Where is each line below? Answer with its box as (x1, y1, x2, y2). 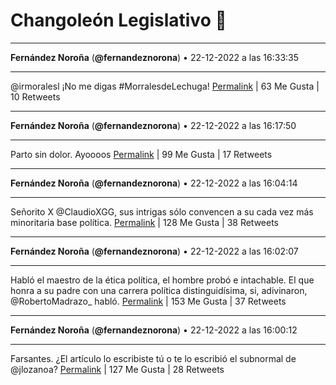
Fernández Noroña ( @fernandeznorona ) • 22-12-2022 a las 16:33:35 (10, 51, 300, 63)
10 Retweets (10, 90, 61, 103)
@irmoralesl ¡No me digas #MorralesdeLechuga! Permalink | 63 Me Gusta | (10, 80, 320, 92)
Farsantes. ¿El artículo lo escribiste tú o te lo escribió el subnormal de (10, 352, 297, 364)
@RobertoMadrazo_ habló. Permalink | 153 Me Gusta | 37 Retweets (10, 295, 287, 307)
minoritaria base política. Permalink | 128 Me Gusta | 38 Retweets (10, 216, 279, 228)
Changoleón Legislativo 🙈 (10, 9, 227, 32)
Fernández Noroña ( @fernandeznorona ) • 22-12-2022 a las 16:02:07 (10, 245, 299, 257)
